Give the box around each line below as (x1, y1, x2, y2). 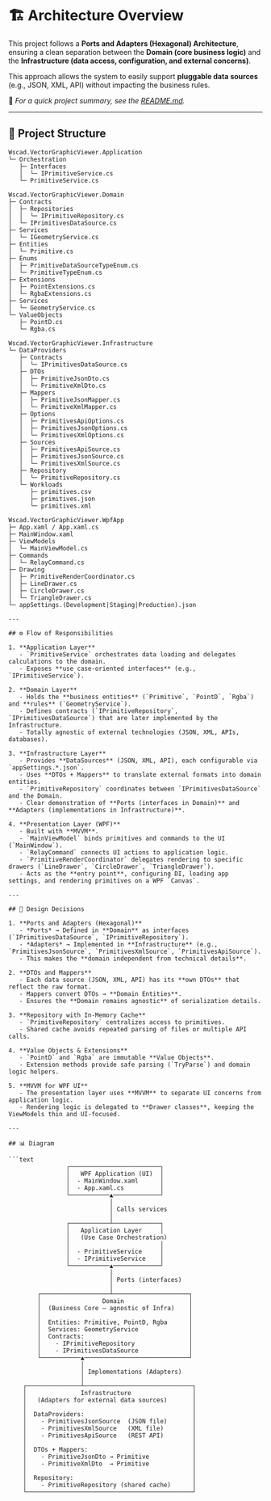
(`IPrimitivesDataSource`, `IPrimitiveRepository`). (8, 933, 190, 942)
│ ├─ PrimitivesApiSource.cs (19, 445, 121, 453)
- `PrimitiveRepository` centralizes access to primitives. (19, 1018, 226, 1027)
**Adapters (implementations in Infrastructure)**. (8, 806, 186, 814)
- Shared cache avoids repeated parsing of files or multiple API (19, 1025, 248, 1033)
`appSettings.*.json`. (8, 763, 85, 772)
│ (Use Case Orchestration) (65, 1233, 168, 1242)
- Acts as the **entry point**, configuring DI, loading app (19, 870, 229, 878)
